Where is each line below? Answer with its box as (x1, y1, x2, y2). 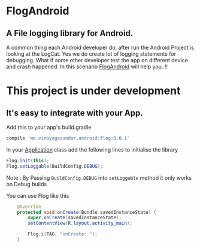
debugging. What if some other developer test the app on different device (6, 57, 189, 63)
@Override (17, 204, 42, 210)
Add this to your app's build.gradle (6, 124, 92, 131)
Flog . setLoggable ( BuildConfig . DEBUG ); (6, 163, 103, 169)
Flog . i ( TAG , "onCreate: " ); (28, 231, 98, 237)
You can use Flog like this (6, 192, 69, 199)
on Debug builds (6, 180, 47, 187)
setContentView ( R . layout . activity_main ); (28, 220, 133, 226)
